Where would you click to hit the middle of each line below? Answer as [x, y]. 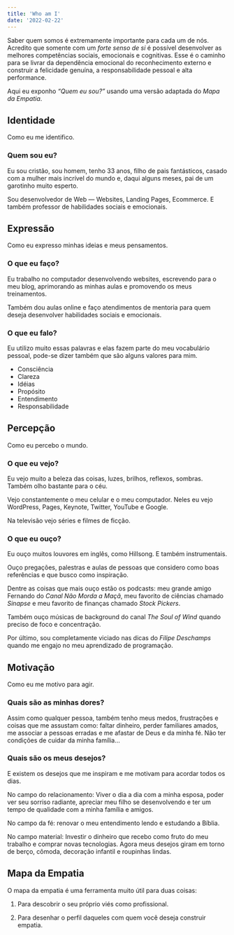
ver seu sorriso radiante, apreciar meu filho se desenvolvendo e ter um [109, 802]
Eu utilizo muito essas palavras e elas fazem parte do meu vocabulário [109, 348]
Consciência [35, 369]
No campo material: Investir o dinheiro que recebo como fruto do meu [108, 836]
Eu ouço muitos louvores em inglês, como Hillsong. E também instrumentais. [117, 554]
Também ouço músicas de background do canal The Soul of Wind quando [114, 617]
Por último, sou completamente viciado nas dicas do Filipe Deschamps [109, 638]
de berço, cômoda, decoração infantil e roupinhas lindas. [89, 851]
